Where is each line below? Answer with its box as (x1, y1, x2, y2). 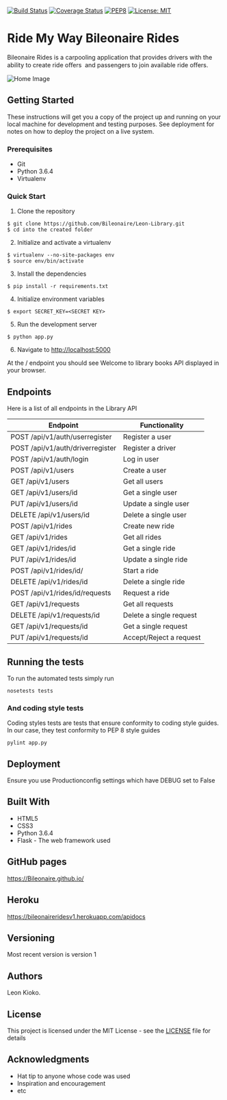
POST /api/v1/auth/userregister (10, 432, 112, 442)
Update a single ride (122, 555, 188, 564)
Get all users (122, 477, 163, 486)
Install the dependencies (16, 270, 87, 278)
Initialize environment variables (16, 295, 105, 303)
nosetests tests (7, 687, 53, 694)
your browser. (7, 366, 46, 374)
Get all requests (122, 599, 174, 609)
